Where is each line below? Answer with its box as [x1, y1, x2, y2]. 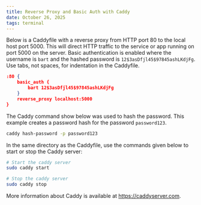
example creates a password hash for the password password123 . [6, 118, 167, 126]
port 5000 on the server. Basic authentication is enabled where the [6, 49, 172, 57]
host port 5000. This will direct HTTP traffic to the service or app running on [6, 43, 195, 50]
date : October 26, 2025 [6, 14, 66, 20]
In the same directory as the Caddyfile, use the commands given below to [6, 141, 189, 148]
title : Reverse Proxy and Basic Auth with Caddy [6, 8, 130, 15]
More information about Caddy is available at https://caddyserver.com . [6, 192, 181, 199]
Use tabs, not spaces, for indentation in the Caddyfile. [6, 62, 140, 69]
